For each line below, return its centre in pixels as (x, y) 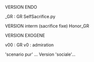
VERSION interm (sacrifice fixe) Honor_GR (47, 26)
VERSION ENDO (21, 7)
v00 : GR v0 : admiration (29, 45)
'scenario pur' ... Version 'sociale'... (40, 54)
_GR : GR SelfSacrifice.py (30, 16)
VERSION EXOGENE (25, 35)
